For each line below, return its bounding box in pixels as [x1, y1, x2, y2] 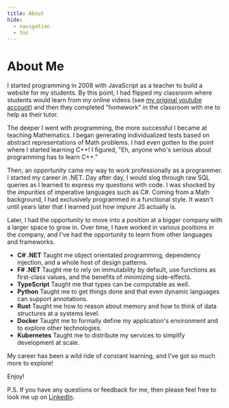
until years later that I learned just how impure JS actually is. [7, 203, 177, 211]
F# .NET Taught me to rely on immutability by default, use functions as [16, 265, 217, 274]
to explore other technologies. [16, 324, 103, 333]
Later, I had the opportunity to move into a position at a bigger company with [7, 216, 223, 224]
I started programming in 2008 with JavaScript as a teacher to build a [7, 82, 203, 90]
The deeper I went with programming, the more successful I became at [7, 124, 207, 132]
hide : [7, 16, 23, 23]
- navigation [13, 23, 51, 29]
